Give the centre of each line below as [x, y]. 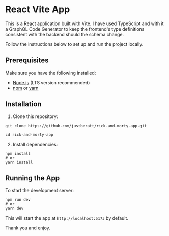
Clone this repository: [35, 116]
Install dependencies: [35, 144]
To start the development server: [40, 191]
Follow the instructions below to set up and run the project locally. [74, 44]
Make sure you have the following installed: [51, 73]
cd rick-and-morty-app [29, 135]
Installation [23, 104]
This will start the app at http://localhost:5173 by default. [67, 218]
